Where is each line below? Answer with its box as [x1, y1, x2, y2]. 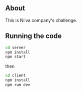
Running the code [5, 32, 62, 40]
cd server [5, 45, 26, 50]
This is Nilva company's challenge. [5, 17, 77, 23]
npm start [5, 54, 26, 59]
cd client [5, 73, 26, 78]
